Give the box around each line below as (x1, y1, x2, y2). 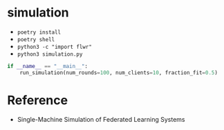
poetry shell (17, 36, 55, 43)
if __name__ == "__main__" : (7, 63, 88, 69)
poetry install (17, 29, 62, 36)
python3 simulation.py (17, 50, 83, 58)
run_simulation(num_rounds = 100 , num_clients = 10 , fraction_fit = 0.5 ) (19, 69, 218, 76)
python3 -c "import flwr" (17, 43, 92, 50)
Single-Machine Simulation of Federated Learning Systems (17, 115, 185, 123)
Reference (7, 92, 68, 108)
